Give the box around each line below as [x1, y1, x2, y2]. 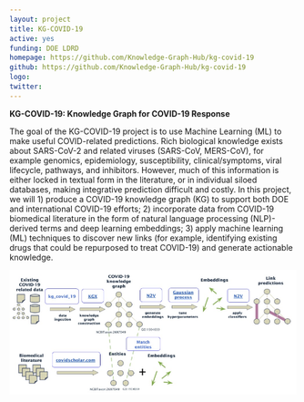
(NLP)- [249, 212, 276, 223]
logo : [9, 73, 30, 82]
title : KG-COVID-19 [9, 24, 84, 34]
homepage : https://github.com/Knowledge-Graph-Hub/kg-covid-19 [9, 53, 255, 63]
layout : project [9, 15, 71, 24]
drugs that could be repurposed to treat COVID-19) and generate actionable [9, 242, 293, 253]
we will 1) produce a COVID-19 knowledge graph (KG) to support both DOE [9, 193, 289, 204]
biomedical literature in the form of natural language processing [9, 212, 248, 223]
